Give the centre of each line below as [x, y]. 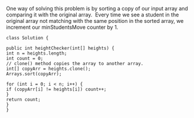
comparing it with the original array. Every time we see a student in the [93, 15]
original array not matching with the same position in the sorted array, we [95, 21]
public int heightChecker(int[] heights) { [60, 48]
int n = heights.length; [37, 53]
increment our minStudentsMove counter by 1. [62, 27]
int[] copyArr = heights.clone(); [49, 69]
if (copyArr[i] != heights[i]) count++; [57, 89]
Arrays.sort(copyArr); [34, 74]
